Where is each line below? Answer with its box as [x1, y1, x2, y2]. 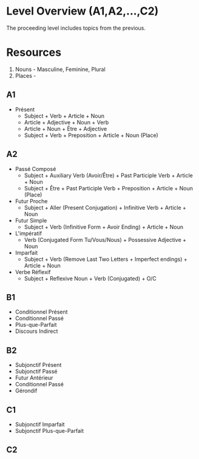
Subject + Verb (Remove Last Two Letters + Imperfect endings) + [24, 255, 188, 263]
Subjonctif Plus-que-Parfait [15, 427, 84, 434]
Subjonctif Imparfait [15, 420, 65, 428]
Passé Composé [15, 165, 56, 172]
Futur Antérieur [15, 374, 53, 381]
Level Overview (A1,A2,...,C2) [6, 4, 159, 18]
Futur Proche [15, 197, 48, 204]
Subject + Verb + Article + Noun [24, 112, 105, 119]
